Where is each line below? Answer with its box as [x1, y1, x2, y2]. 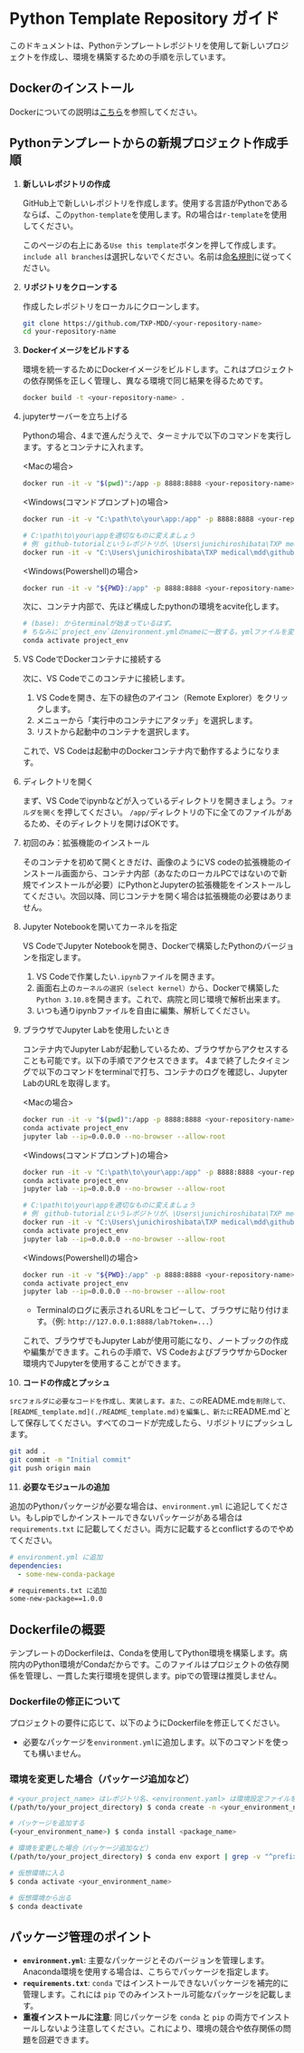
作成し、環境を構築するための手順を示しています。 [40, 51, 231, 62]
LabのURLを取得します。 [22, 1078, 116, 1089]
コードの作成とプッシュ [22, 1377, 110, 1388]
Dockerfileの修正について [9, 1696, 121, 1708]
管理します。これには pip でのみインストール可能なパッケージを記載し [22, 1989, 285, 2000]
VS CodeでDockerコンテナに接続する [22, 654, 163, 665]
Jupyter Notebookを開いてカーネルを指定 [22, 922, 178, 933]
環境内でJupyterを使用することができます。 [22, 1358, 185, 1369]
